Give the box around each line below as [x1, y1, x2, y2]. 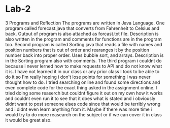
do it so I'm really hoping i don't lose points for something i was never [5, 74, 151, 80]
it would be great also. [5, 117, 52, 123]
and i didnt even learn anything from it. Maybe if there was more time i [5, 106, 152, 112]
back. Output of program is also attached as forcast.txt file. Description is [5, 30, 159, 37]
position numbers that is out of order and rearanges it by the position [5, 47, 150, 53]
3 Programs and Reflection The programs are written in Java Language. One [5, 20, 165, 26]
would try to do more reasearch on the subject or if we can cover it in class [5, 111, 162, 117]
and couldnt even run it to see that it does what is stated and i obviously [5, 95, 156, 102]
